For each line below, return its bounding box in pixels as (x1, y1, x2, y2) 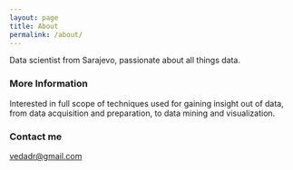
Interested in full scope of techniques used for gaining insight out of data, (9, 98, 284, 109)
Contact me (9, 130, 63, 143)
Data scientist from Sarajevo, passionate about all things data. (9, 55, 240, 66)
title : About (9, 22, 59, 31)
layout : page (9, 13, 59, 23)
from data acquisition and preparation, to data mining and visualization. (9, 108, 276, 118)
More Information (9, 78, 88, 90)
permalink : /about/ (9, 30, 83, 39)
